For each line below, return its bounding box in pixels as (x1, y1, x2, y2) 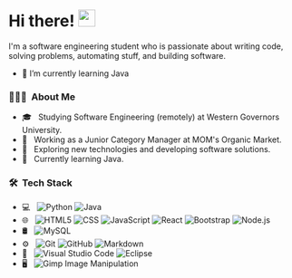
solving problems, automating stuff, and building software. (8, 50, 227, 61)
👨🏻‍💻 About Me (8, 91, 76, 103)
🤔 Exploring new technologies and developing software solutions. (21, 144, 271, 155)
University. (21, 125, 63, 136)
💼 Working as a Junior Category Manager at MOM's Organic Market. (21, 134, 282, 145)
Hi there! (8, 11, 75, 32)
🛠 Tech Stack (8, 177, 73, 189)
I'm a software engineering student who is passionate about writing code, (8, 41, 284, 52)
